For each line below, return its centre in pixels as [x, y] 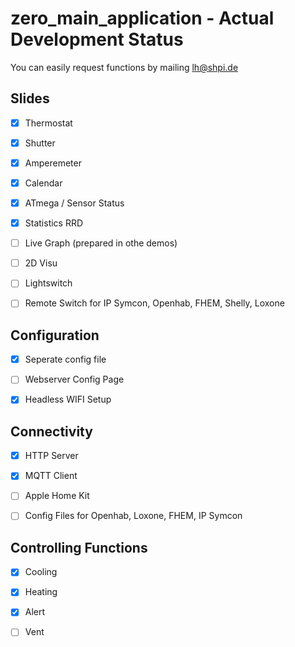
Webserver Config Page [74, 379]
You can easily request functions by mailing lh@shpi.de [124, 67]
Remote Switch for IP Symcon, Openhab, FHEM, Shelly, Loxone [154, 303]
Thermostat [48, 123]
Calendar [43, 183]
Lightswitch [48, 283]
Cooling [41, 572]
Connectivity [51, 431]
